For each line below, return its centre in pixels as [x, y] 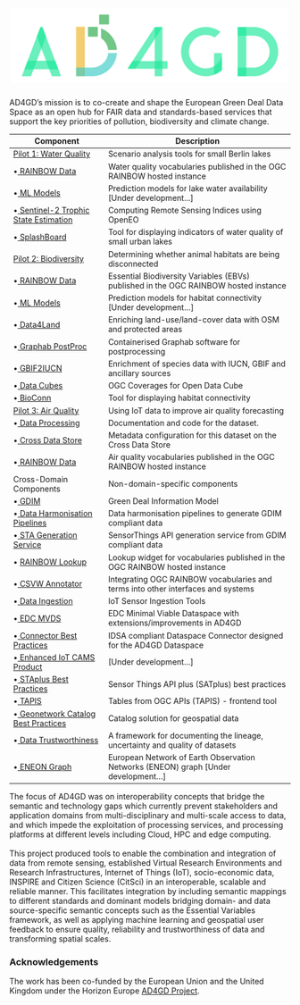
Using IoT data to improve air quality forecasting [196, 410]
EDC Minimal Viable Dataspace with [174, 614]
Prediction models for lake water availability [188, 188]
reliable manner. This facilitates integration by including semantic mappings [148, 891]
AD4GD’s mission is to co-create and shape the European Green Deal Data [146, 102]
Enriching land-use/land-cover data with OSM [194, 320]
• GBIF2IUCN [37, 368]
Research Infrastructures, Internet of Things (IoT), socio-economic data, [142, 872]
